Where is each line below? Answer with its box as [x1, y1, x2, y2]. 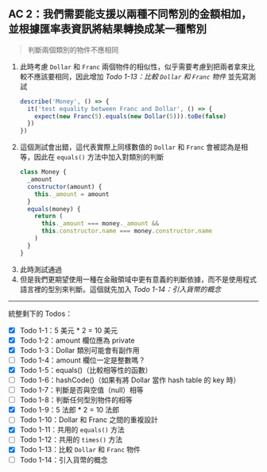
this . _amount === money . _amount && [41, 220, 160, 228]
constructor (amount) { [27, 182, 103, 190]
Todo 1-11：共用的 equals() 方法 [19, 425, 125, 435]
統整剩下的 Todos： [8, 309, 73, 318]
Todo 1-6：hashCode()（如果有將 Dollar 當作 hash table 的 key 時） [19, 375, 241, 385]
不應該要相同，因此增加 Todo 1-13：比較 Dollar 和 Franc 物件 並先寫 [26, 71, 249, 81]
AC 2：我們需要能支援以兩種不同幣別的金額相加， [8, 7, 252, 21]
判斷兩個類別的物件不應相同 [27, 44, 119, 54]
